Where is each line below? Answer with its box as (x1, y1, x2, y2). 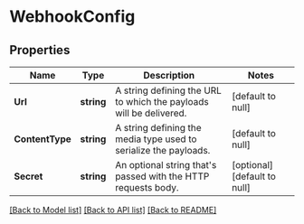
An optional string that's (114, 159, 217, 171)
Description (143, 70, 195, 81)
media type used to (114, 133, 197, 145)
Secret (14, 170, 43, 182)
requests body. (114, 182, 179, 193)
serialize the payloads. (114, 145, 211, 156)
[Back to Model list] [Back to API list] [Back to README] (9, 205, 217, 215)
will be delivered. (114, 107, 187, 119)
